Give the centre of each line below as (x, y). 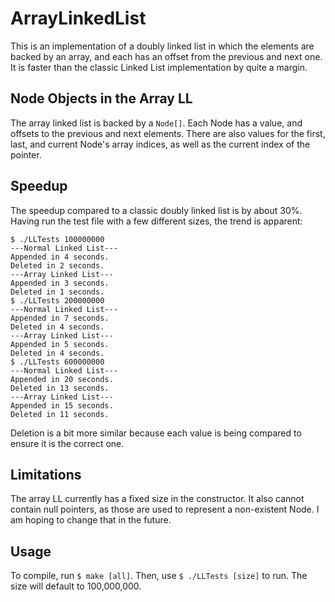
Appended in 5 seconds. (60, 344)
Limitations (46, 474)
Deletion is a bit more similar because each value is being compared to (156, 433)
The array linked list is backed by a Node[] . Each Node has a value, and (156, 123)
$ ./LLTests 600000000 (57, 362)
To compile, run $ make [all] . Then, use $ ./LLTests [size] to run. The (159, 576)
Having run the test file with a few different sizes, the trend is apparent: (156, 221)
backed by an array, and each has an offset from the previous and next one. (166, 56)
